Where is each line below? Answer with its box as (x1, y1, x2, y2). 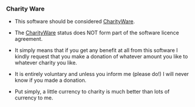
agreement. (14, 36, 43, 43)
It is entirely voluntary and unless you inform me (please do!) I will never (14, 71, 189, 78)
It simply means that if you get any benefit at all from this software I (14, 47, 178, 54)
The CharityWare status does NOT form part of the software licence (14, 29, 179, 36)
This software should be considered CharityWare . (14, 18, 135, 25)
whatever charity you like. (14, 59, 78, 66)
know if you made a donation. (14, 77, 87, 84)
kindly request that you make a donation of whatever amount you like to (14, 53, 188, 60)
